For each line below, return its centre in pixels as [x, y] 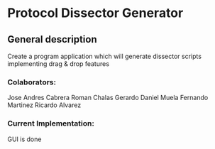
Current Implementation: [51, 123]
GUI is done [24, 139]
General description [52, 39]
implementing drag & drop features [59, 64]
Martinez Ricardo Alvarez [44, 105]
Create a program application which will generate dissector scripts [105, 56]
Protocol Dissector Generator [95, 13]
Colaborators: [32, 82]
